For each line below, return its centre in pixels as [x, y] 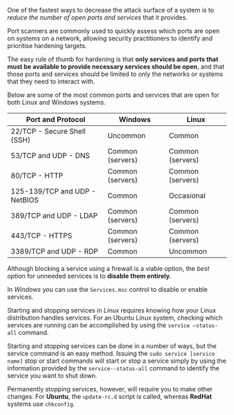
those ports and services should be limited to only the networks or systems [115, 74]
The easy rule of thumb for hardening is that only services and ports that [113, 59]
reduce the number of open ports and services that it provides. [97, 17]
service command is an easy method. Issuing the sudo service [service [111, 353]
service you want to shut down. [52, 376]
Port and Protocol [56, 119]
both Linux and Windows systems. [56, 102]
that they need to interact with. [51, 81]
